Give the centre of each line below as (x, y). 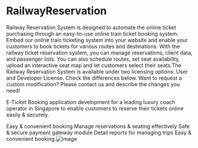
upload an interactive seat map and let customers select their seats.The (94, 65)
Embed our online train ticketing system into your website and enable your (97, 40)
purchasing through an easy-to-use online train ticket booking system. (92, 33)
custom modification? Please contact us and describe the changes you (93, 84)
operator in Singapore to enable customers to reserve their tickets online (95, 108)
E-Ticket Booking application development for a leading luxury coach (91, 102)
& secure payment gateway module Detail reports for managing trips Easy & (99, 133)
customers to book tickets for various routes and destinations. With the (93, 46)
